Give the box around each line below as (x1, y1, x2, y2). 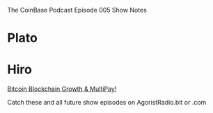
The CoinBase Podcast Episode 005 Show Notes (7, 6, 148, 14)
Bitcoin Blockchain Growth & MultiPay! (7, 85, 117, 93)
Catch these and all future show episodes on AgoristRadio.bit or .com (7, 98, 207, 107)
